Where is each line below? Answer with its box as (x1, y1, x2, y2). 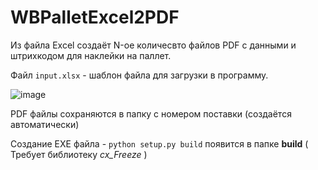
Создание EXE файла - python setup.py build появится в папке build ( (10, 137, 309, 150)
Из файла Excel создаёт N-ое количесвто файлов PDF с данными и (10, 39, 297, 51)
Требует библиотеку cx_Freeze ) (10, 148, 148, 160)
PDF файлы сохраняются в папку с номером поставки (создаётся (10, 107, 292, 120)
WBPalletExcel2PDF (10, 6, 180, 29)
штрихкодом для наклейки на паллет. (10, 49, 172, 61)
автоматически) (10, 118, 80, 130)
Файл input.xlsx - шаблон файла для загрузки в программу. (10, 69, 269, 81)
